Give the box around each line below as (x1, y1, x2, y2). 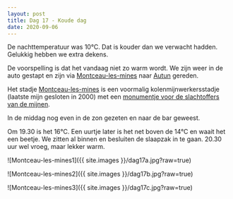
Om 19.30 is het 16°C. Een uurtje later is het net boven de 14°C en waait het (7, 128, 226, 136)
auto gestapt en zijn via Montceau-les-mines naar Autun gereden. (7, 71, 199, 80)
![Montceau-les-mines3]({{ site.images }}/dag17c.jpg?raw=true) (7, 183, 193, 192)
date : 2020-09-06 (7, 23, 59, 30)
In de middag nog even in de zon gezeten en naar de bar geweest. (7, 114, 201, 122)
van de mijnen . (7, 100, 51, 109)
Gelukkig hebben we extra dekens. (7, 50, 109, 59)
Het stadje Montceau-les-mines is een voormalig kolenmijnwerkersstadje (7, 85, 220, 94)
